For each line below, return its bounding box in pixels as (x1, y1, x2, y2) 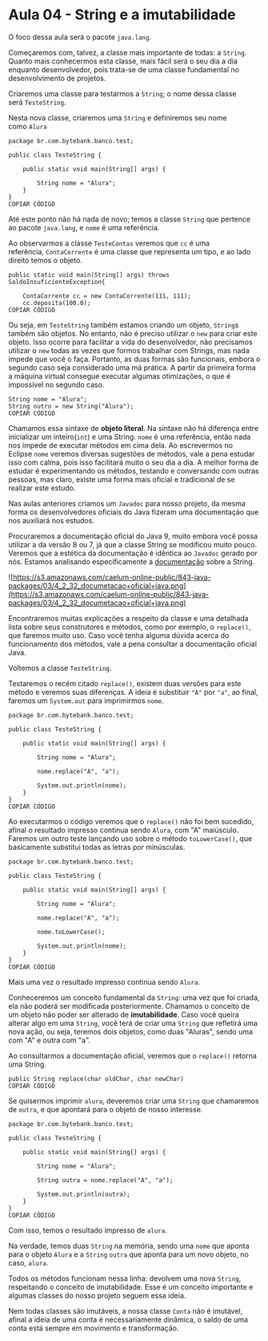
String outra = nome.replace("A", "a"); (37, 1176, 174, 1185)
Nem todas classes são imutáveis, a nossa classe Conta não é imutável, (8, 1306, 243, 1315)
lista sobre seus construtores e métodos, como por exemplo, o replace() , (8, 622, 251, 632)
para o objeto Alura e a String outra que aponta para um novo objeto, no (8, 1250, 250, 1259)
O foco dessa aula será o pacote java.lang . (8, 32, 152, 42)
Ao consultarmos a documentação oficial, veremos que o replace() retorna (8, 1050, 258, 1060)
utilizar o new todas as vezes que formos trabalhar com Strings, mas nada (8, 345, 250, 355)
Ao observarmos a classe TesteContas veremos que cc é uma (8, 238, 210, 248)
